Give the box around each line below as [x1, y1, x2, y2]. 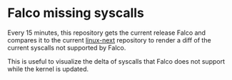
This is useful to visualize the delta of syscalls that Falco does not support [7, 57, 225, 65]
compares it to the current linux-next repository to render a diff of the [7, 35, 212, 44]
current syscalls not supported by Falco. [7, 43, 126, 52]
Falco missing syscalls [7, 5, 145, 21]
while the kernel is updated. [7, 64, 89, 73]
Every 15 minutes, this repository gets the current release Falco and [7, 28, 206, 37]
